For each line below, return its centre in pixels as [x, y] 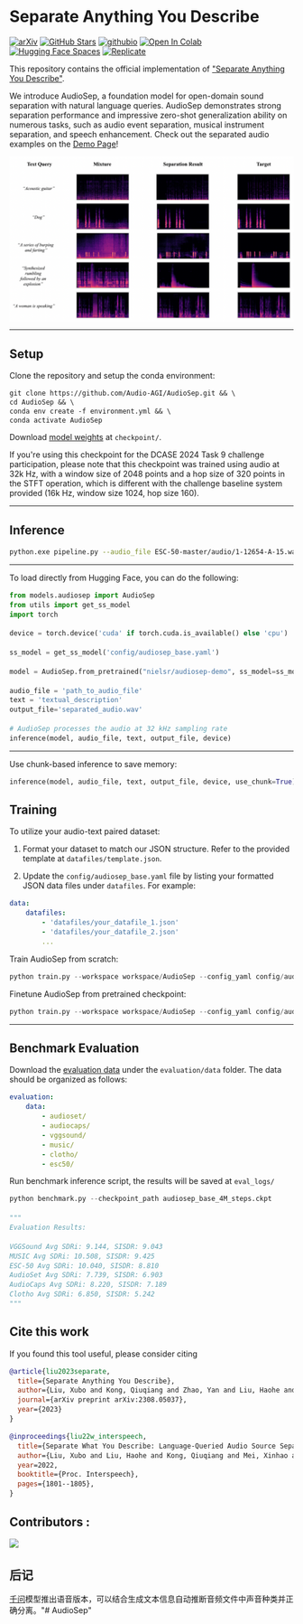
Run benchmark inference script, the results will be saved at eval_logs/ [142, 1181]
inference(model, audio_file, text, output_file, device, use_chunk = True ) [153, 782]
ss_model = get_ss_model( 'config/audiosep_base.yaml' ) [115, 652]
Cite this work [49, 1332]
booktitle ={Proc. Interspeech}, [78, 1475]
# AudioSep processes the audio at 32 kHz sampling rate [119, 729]
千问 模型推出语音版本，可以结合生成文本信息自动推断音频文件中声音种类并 [147, 1599]
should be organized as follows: [69, 1080]
